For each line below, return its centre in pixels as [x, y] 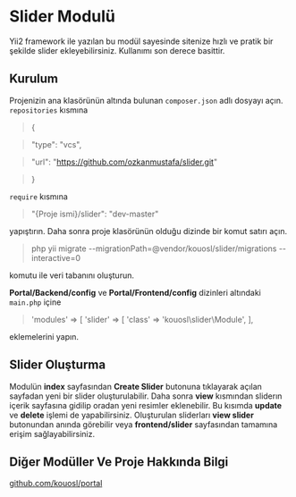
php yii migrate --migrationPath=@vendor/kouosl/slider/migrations [154, 248]
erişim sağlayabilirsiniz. [52, 434]
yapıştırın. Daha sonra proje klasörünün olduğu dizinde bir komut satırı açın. [148, 231]
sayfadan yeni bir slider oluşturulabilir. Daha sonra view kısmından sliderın [146, 396]
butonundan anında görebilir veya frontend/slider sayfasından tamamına [144, 424]
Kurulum [34, 79]
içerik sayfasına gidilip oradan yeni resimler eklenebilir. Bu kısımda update [146, 405]
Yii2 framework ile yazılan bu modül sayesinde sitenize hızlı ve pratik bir [141, 41]
